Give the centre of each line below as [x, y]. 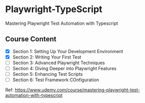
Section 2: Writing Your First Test [47, 57]
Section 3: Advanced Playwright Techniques [59, 63]
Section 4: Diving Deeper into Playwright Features [64, 68]
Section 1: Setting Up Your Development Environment [68, 51]
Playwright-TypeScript [54, 9]
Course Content [31, 39]
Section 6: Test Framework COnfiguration [56, 80]
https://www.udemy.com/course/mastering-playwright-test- [77, 90]
